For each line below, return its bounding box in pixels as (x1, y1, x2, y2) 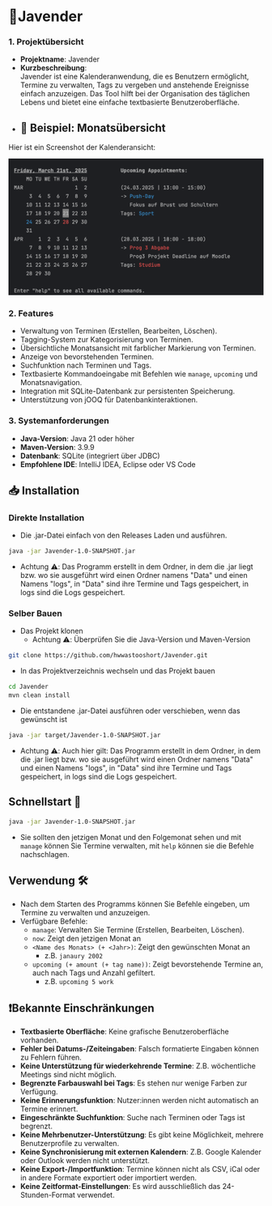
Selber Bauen (8, 608, 62, 619)
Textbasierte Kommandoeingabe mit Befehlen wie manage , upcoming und (19, 369, 258, 379)
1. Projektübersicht (8, 36, 84, 48)
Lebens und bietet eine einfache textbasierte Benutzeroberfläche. (19, 97, 240, 108)
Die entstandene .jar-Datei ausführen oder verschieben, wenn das (19, 706, 240, 716)
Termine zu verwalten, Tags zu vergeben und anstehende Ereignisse (19, 80, 249, 90)
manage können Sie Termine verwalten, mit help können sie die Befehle (19, 841, 254, 851)
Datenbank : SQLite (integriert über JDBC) (19, 451, 160, 461)
